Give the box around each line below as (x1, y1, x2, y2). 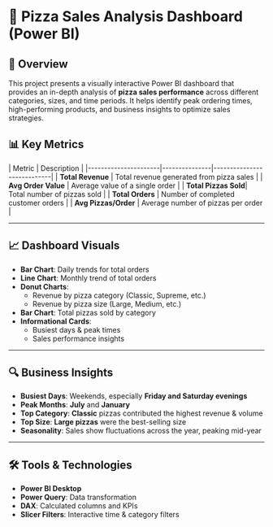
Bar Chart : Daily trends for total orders (19, 264, 149, 274)
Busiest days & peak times (32, 324, 121, 334)
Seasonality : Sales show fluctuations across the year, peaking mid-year (19, 426, 262, 436)
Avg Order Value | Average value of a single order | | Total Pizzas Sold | (8, 181, 248, 190)
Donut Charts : (19, 281, 69, 291)
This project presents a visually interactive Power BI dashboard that (8, 79, 235, 88)
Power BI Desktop (19, 484, 82, 494)
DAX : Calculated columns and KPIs (19, 501, 138, 511)
